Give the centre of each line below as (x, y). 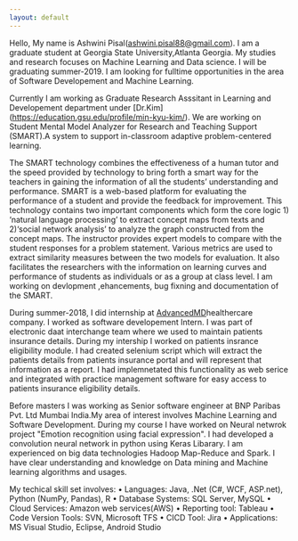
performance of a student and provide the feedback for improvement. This (146, 201)
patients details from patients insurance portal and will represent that (136, 360)
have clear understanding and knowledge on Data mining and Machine (139, 462)
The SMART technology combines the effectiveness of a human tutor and (144, 162)
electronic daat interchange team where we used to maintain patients (136, 332)
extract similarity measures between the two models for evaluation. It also (145, 257)
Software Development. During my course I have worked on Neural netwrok (148, 424)
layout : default (39, 17)
